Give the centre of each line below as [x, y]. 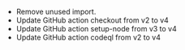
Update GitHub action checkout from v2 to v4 [92, 20]
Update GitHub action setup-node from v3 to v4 [96, 29]
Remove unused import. [56, 12]
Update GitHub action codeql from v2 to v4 [88, 37]
